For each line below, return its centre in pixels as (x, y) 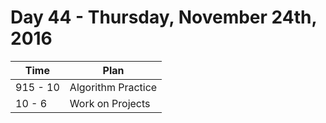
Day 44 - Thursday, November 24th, (163, 17)
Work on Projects (110, 103)
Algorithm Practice (113, 87)
